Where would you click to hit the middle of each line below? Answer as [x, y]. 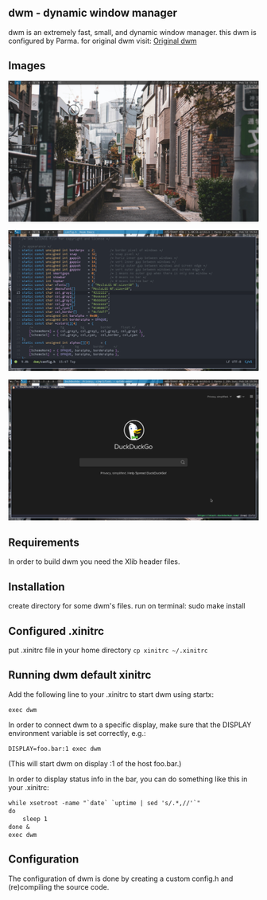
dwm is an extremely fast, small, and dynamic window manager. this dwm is [132, 32]
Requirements [44, 543]
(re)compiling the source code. [59, 886]
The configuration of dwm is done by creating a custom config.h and [121, 878]
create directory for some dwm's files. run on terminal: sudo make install [127, 606]
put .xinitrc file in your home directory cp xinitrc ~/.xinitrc [108, 650]
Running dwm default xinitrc [80, 675]
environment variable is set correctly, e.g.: [77, 733]
